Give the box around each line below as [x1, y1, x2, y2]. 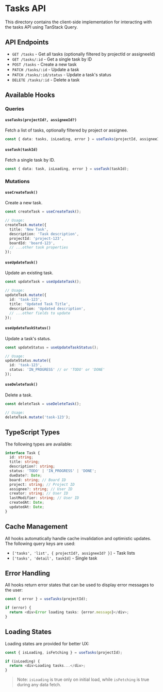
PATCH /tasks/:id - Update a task [12, 66, 80, 72]
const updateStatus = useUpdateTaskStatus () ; [5, 345, 98, 350]
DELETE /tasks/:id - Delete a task [12, 77, 80, 82]
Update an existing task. [5, 270, 53, 276]
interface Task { [5, 450, 40, 455]
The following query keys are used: [5, 541, 76, 546]
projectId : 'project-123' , [9, 236, 64, 241]
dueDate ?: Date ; [9, 473, 42, 478]
